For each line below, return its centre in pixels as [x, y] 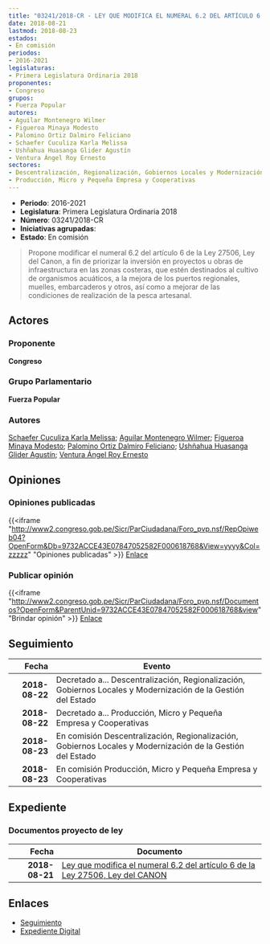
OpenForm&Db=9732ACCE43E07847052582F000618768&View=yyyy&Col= [134, 546]
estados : [23, 38]
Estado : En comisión [54, 237]
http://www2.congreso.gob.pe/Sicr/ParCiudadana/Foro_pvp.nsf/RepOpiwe [135, 529]
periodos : [25, 53]
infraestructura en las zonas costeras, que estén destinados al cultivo [143, 269]
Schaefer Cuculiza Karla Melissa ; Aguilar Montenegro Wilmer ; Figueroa [126, 438]
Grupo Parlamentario [50, 382]
